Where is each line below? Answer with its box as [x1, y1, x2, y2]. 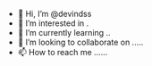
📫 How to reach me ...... [17, 47, 108, 57]
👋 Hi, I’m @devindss [17, 9, 92, 19]
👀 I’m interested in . [17, 18, 89, 29]
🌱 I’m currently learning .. [17, 28, 111, 37]
